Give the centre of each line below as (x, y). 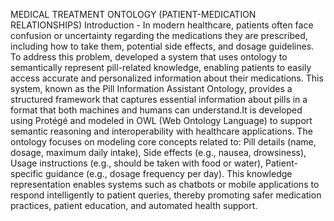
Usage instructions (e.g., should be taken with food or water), (137, 163)
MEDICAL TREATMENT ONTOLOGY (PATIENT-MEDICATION (133, 14)
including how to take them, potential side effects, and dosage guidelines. (162, 46)
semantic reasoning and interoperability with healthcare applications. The (161, 131)
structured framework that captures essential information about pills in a (159, 99)
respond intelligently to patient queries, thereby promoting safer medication (166, 195)
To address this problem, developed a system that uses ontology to (149, 57)
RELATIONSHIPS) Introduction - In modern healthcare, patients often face (162, 25)
